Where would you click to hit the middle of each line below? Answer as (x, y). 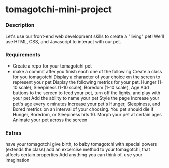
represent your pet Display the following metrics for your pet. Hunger (85, 82)
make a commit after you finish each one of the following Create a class (87, 71)
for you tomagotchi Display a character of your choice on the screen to (87, 77)
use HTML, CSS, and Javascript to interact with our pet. (63, 42)
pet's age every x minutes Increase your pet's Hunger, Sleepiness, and (86, 104)
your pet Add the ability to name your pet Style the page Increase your (86, 98)
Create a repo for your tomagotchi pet (52, 66)
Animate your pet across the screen (50, 120)
